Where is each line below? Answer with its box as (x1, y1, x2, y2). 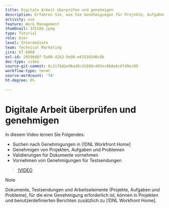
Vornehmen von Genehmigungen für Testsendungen (12, 157, 122, 163)
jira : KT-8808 (5, 49, 35, 55)
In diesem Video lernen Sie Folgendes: (5, 131, 85, 137)
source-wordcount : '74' (5, 73, 55, 78)
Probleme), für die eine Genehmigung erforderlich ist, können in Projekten (5, 192, 158, 198)
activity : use (5, 17, 35, 22)
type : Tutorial (5, 31, 37, 36)
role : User (5, 36, 28, 41)
